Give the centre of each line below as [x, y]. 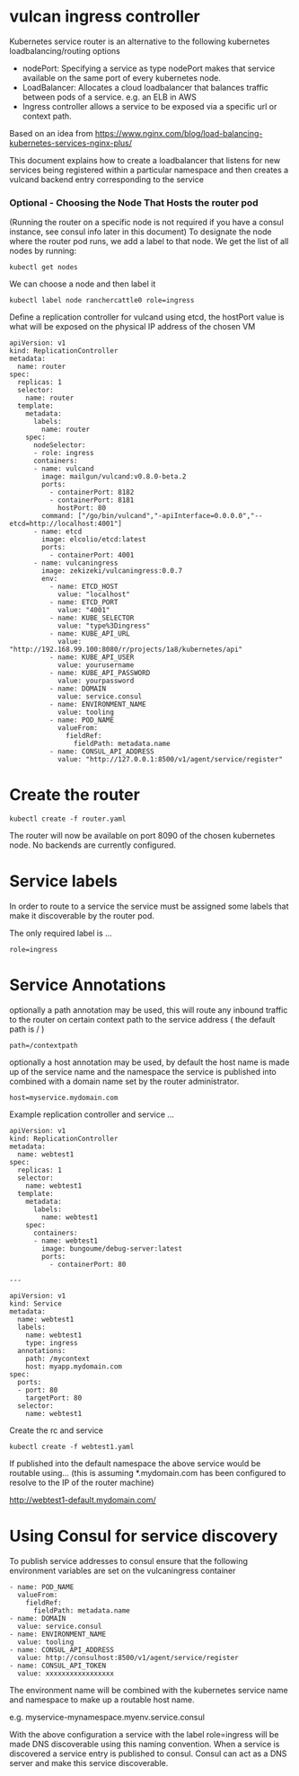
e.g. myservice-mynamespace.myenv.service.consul [107, 1717]
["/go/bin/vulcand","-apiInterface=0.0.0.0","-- [170, 516]
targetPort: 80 [54, 1398]
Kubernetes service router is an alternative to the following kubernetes [140, 41]
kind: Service [36, 1304]
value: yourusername [96, 665]
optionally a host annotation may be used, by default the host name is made [149, 1062]
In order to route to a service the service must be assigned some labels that [149, 906]
